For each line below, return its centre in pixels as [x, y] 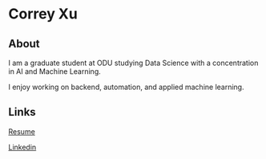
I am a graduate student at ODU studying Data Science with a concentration [133, 63]
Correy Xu [43, 14]
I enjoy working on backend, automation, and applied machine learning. [126, 87]
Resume [22, 131]
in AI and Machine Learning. [55, 71]
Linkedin [22, 147]
